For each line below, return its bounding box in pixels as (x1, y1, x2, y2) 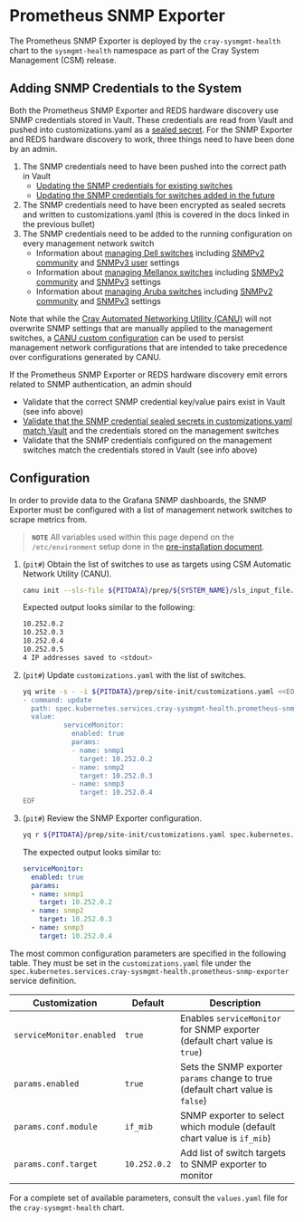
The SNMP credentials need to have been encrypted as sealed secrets (22, 199, 287, 210)
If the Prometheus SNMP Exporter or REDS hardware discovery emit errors (9, 368, 288, 380)
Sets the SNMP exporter (179, 1060, 283, 1073)
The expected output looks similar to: (22, 846, 162, 857)
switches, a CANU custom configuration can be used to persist (9, 332, 244, 343)
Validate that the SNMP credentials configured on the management (22, 434, 273, 445)
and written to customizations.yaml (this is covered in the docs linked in (22, 209, 290, 220)
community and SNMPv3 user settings (35, 257, 180, 268)
